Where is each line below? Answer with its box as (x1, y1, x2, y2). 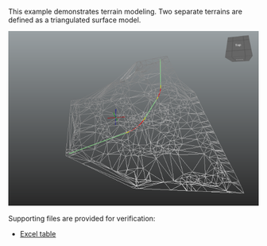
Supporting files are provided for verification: (8, 214, 156, 224)
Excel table (19, 229, 56, 239)
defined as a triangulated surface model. (8, 15, 141, 25)
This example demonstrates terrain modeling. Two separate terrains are (8, 7, 243, 16)
